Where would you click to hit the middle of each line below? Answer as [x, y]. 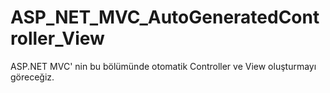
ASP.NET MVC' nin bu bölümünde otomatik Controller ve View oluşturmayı [163, 66]
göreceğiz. [32, 77]
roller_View [57, 38]
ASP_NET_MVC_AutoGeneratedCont [165, 17]
